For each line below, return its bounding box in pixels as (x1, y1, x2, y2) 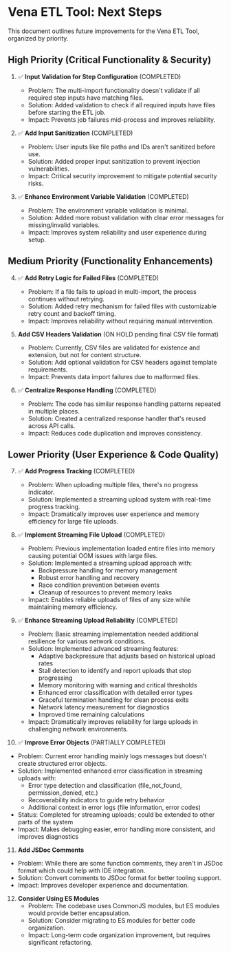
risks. (27, 179, 44, 187)
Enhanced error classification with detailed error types (38, 689, 193, 697)
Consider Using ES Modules (17, 895, 100, 903)
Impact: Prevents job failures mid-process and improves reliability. (27, 115, 216, 124)
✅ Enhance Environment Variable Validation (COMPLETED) (17, 192, 190, 200)
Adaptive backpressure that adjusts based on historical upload (38, 652, 216, 661)
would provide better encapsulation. (27, 909, 131, 917)
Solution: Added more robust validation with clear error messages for (27, 213, 224, 222)
